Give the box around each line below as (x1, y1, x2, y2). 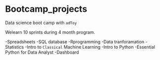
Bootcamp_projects (5, 3, 87, 15)
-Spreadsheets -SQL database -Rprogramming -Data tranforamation (5, 38, 145, 45)
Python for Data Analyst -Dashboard (5, 49, 79, 55)
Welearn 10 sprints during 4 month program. (5, 29, 95, 35)
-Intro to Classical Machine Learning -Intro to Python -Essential (25, 44, 156, 50)
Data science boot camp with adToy (5, 20, 77, 26)
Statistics (5, 44, 24, 50)
